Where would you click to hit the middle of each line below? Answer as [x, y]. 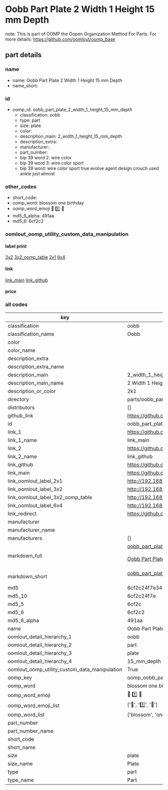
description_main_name [36, 383]
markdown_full [25, 556]
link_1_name [22, 440]
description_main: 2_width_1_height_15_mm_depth [71, 136]
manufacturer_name [31, 530]
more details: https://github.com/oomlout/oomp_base [60, 39]
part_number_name [30, 731]
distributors [21, 408]
